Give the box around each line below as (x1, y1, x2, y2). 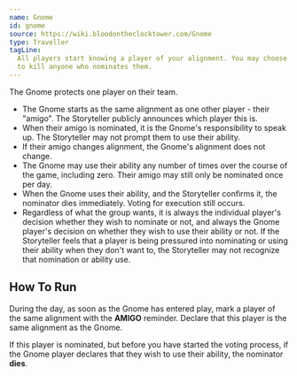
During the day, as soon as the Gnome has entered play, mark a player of (9, 303, 276, 314)
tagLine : (9, 46, 42, 55)
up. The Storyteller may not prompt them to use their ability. (21, 132, 241, 142)
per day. (21, 179, 53, 189)
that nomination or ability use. (21, 254, 131, 265)
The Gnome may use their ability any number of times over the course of (21, 160, 288, 171)
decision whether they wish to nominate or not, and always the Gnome (21, 216, 280, 226)
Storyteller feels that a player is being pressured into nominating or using (21, 235, 288, 246)
